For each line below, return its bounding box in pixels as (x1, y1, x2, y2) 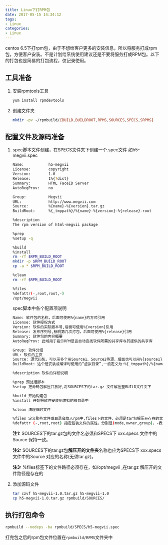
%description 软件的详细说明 (12, 371, 68, 376)
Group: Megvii (12, 194, 62, 199)
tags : (5, 17, 16, 22)
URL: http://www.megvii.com (12, 199, 96, 204)
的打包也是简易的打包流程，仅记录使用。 (5, 58, 88, 63)
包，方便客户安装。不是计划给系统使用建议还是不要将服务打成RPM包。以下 (5, 51, 159, 57)
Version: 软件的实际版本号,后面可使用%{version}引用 (12, 325, 113, 330)
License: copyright (12, 167, 69, 172)
